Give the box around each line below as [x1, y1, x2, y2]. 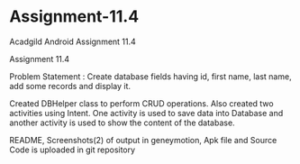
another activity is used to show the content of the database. [9, 117, 236, 128]
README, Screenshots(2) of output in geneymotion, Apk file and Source [9, 134, 277, 145]
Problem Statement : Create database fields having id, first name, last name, [9, 70, 292, 82]
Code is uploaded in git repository [9, 144, 136, 155]
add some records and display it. [9, 80, 132, 91]
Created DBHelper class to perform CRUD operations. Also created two [9, 97, 274, 109]
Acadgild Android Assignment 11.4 [9, 36, 137, 47]
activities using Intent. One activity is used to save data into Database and [9, 107, 284, 118]
